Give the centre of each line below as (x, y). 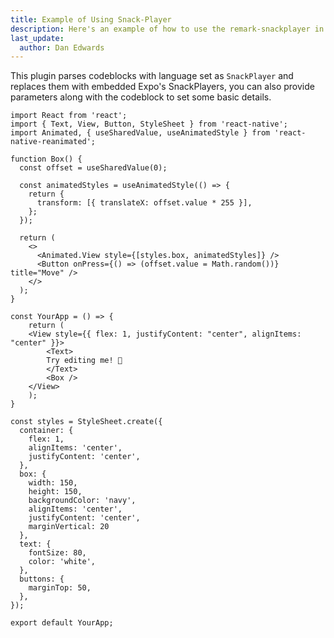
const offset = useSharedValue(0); (93, 168)
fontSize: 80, (57, 553)
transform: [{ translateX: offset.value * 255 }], (144, 203)
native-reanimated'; (53, 142)
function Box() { (46, 159)
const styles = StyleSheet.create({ (86, 422)
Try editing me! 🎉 (84, 361)
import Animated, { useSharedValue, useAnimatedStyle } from (140, 133)
